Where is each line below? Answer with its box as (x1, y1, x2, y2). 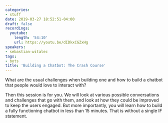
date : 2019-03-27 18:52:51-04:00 (5, 16, 75, 21)
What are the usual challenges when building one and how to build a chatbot (5, 77, 163, 83)
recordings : (5, 26, 30, 31)
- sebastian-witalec (5, 49, 48, 54)
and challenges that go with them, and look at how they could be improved (5, 97, 159, 103)
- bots (5, 58, 19, 63)
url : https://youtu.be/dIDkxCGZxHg (14, 40, 88, 45)
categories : (5, 7, 30, 12)
